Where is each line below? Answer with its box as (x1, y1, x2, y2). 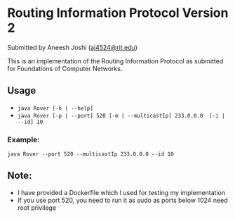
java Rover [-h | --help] (17, 104, 93, 112)
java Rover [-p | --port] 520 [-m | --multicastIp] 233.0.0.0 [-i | (17, 112, 226, 119)
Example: (7, 134, 40, 144)
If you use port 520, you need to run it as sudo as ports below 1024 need (17, 196, 228, 204)
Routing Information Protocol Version (7, 5, 229, 21)
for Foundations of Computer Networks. (7, 64, 123, 73)
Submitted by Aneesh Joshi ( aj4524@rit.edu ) (7, 43, 138, 51)
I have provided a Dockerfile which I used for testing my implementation (17, 188, 226, 196)
